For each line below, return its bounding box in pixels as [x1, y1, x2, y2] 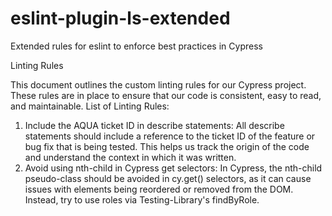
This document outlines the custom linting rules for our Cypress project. [10, 78, 307, 91]
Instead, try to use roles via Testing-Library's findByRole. [24, 193, 260, 206]
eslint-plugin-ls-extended [10, 7, 231, 30]
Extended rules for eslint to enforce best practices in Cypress [10, 40, 263, 52]
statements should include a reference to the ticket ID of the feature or [24, 130, 316, 142]
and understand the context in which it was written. [24, 151, 237, 163]
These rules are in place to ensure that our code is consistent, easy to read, [10, 89, 322, 101]
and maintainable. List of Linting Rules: [10, 100, 170, 112]
